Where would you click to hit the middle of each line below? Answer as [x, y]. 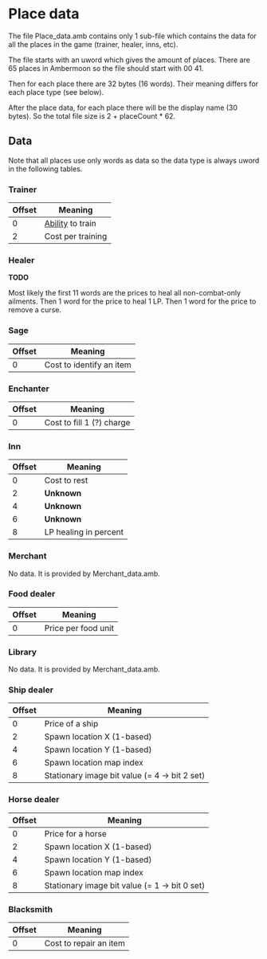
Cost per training [76, 237]
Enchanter [29, 389]
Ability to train [71, 224]
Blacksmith [31, 909]
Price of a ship [71, 724]
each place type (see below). [56, 92]
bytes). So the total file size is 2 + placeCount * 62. [92, 115]
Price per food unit [79, 628]
